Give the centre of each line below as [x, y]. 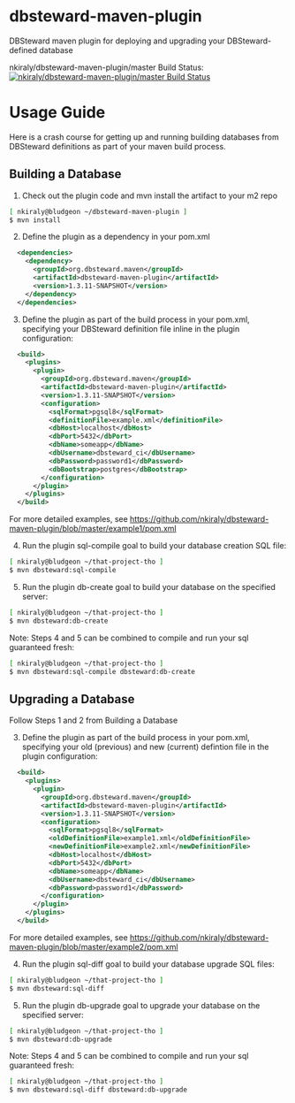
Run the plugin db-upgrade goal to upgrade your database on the [141, 1005]
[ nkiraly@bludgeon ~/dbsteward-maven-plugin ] [98, 211]
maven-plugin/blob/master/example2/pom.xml [94, 946]
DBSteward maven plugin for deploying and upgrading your [117, 41]
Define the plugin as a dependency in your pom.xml [116, 237]
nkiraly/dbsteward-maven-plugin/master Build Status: [107, 67]
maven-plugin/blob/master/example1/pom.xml [93, 529]
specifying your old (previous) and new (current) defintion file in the [145, 747]
